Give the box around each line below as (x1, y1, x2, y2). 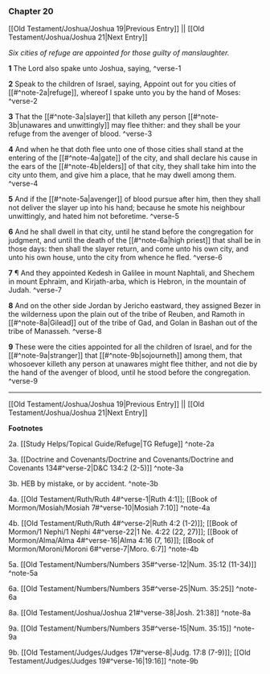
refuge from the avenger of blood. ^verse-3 (8, 129, 153, 138)
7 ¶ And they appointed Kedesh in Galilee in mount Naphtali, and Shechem (8, 268, 255, 278)
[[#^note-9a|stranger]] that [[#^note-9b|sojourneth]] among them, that (8, 351, 243, 360)
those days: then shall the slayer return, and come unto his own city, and (8, 244, 249, 254)
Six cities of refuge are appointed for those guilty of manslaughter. (8, 48, 230, 58)
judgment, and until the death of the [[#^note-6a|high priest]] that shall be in (8, 236, 261, 245)
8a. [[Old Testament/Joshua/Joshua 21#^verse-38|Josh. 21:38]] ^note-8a (8, 608, 252, 618)
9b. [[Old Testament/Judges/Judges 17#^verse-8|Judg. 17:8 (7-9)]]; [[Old (8, 647, 251, 657)
